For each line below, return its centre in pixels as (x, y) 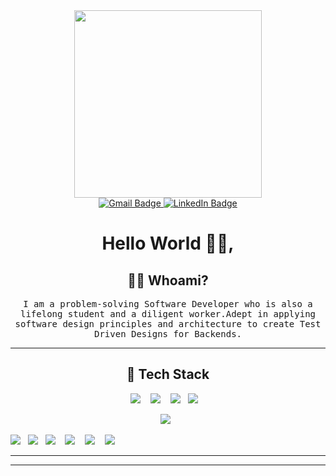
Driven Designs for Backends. (167, 334)
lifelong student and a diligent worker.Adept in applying (167, 314)
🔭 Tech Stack (168, 374)
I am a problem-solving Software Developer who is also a (168, 304)
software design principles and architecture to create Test (168, 324)
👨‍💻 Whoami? (168, 280)
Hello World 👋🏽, (168, 243)
